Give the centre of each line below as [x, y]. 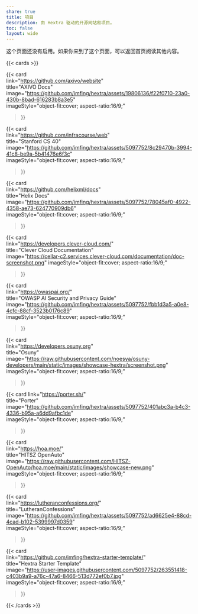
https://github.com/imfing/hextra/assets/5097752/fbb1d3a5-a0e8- [108, 305]
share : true [21, 12]
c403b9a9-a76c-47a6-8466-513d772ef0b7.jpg [64, 576]
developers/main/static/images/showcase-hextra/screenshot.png [86, 365]
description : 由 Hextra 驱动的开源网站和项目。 [61, 22]
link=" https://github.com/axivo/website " [55, 81]
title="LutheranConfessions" [41, 509]
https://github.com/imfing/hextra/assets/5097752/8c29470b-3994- [109, 148]
